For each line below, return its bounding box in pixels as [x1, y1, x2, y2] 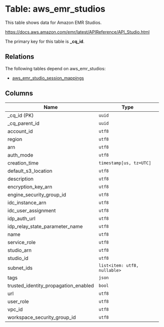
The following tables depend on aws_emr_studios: [5, 65, 106, 71]
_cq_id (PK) [7, 112, 34, 119]
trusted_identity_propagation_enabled [7, 282, 94, 289]
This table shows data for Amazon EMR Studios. [5, 20, 102, 25]
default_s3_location [7, 167, 53, 174]
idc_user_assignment [7, 207, 56, 214]
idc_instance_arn [7, 199, 46, 206]
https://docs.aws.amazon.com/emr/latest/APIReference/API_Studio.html [5, 29, 150, 35]
